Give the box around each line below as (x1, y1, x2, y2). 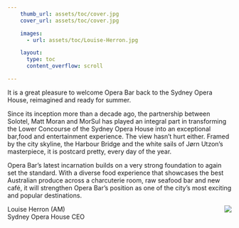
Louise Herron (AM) (7, 205, 65, 213)
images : (20, 30, 43, 37)
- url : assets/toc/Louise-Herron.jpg (26, 36, 139, 43)
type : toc (26, 56, 55, 63)
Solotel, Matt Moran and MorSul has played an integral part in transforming (7, 116, 227, 125)
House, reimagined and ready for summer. (7, 95, 132, 104)
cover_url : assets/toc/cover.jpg (20, 17, 119, 24)
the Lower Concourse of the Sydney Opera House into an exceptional (7, 124, 211, 133)
